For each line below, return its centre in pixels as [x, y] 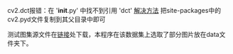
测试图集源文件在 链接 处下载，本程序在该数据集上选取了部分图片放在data [113, 34]
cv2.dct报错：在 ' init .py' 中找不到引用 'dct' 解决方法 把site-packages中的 [114, 10]
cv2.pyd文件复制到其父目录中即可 [56, 19]
